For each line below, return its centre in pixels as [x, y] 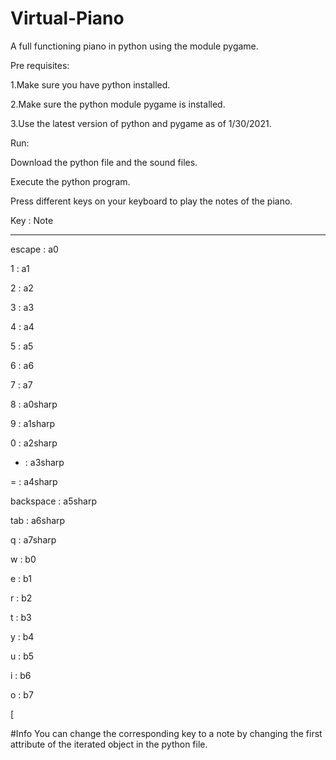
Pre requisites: [40, 65]
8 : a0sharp [34, 404]
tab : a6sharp [38, 520]
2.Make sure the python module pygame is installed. [118, 104]
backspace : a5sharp [54, 501]
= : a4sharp [34, 481]
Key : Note [32, 220]
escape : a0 [34, 249]
